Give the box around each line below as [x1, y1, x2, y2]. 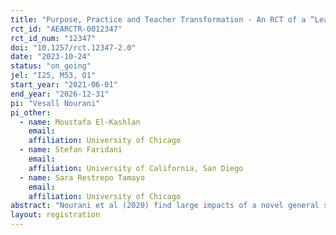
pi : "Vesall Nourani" [10, 98, 101, 108]
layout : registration [10, 210, 101, 220]
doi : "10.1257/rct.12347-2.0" [10, 42, 137, 53]
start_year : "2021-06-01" [10, 80, 118, 90]
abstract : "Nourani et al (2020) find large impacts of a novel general [10, 201, 320, 211]
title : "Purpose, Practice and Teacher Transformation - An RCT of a [10, 14, 307, 25]
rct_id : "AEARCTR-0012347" [10, 24, 123, 34]
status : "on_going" [10, 61, 92, 71]
